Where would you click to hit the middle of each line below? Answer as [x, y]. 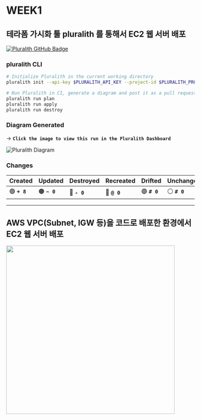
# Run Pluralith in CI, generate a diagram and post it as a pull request [101, 93]
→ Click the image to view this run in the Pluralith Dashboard [89, 138]
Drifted [151, 181]
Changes [20, 165]
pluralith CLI [24, 64]
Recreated [121, 181]
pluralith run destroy [34, 110]
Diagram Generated [35, 125]
